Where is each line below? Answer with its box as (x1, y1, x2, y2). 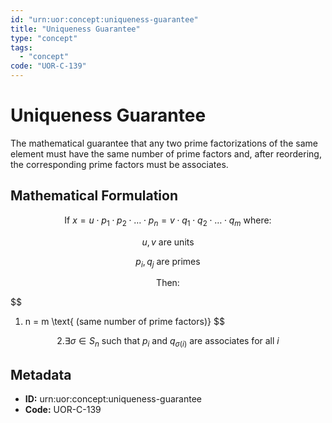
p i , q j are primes (135, 255, 201, 270)
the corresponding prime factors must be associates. (10, 158, 229, 170)
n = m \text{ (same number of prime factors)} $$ (24, 316, 225, 328)
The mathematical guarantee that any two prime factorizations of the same (10, 137, 319, 149)
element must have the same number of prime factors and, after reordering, (10, 147, 322, 160)
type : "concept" (10, 33, 78, 43)
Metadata (10, 366, 72, 383)
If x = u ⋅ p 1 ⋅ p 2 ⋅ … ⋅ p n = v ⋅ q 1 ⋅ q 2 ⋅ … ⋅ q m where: (64, 214, 272, 228)
